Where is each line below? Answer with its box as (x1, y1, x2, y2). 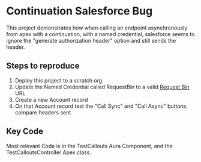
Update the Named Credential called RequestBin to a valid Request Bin (14, 83, 190, 90)
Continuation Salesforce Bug (6, 4, 153, 18)
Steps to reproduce (6, 61, 80, 71)
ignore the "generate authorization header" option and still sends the (6, 37, 176, 44)
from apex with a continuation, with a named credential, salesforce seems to (6, 30, 195, 37)
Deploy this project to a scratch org (14, 76, 103, 84)
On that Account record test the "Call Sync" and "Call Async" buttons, (14, 102, 188, 110)
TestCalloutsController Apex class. (6, 149, 92, 156)
